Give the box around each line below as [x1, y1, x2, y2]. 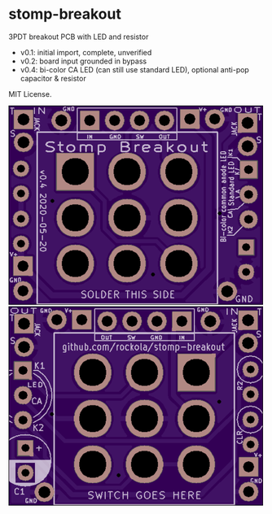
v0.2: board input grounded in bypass [20, 56, 147, 66]
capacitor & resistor [20, 73, 87, 83]
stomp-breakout [8, 5, 122, 24]
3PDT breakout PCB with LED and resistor [8, 32, 149, 41]
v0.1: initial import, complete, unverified [20, 47, 152, 57]
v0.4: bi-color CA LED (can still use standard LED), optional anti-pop [20, 64, 250, 74]
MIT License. [8, 89, 52, 98]
